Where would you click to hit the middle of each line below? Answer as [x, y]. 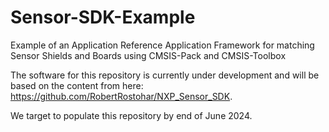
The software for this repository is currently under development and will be [165, 75]
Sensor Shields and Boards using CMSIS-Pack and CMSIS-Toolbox [148, 55]
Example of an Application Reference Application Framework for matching [162, 45]
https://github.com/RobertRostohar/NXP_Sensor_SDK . [121, 96]
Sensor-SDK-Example [103, 17]
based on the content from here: [77, 85]
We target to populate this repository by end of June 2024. [131, 115]
